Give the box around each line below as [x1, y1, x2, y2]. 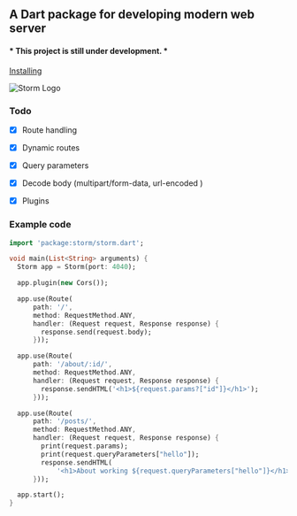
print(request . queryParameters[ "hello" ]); [41, 450, 200, 458]
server [9, 21, 47, 36]
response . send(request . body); [41, 327, 152, 336]
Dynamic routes [21, 142, 80, 153]
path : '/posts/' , [32, 417, 97, 426]
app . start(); [17, 490, 65, 499]
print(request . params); [41, 442, 128, 451]
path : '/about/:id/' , [32, 360, 113, 369]
